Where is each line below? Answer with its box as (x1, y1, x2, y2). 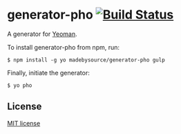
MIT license (7, 119, 41, 127)
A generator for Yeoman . (7, 30, 77, 38)
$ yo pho (7, 82, 32, 89)
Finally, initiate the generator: (7, 68, 90, 77)
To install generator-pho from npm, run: (7, 43, 120, 51)
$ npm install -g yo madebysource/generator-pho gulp (7, 56, 166, 64)
